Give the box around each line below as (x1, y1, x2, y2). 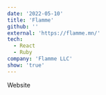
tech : (7, 36, 23, 43)
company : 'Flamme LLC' (7, 55, 73, 62)
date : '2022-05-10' (7, 10, 64, 17)
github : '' (7, 23, 39, 30)
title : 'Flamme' (7, 17, 54, 24)
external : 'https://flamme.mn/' (7, 29, 100, 37)
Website (7, 80, 31, 89)
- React (13, 42, 36, 49)
